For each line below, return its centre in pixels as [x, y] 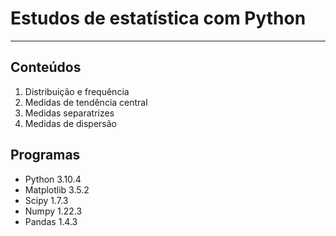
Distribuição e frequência [77, 91]
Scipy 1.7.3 [46, 200]
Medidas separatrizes [69, 113]
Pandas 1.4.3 [51, 221]
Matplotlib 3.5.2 [57, 189]
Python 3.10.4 [53, 179]
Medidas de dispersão [71, 123]
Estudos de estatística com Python [158, 18]
